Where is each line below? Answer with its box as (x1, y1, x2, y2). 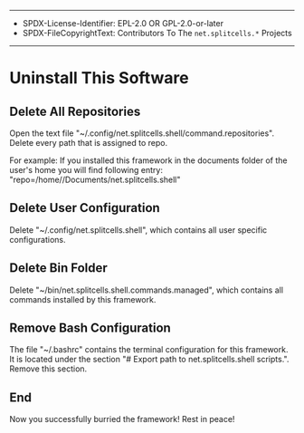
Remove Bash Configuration (9, 321, 172, 336)
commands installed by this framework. (9, 293, 157, 304)
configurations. (9, 234, 66, 245)
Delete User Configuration (9, 200, 160, 216)
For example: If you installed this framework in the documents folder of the (9, 155, 288, 166)
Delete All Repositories (9, 103, 141, 119)
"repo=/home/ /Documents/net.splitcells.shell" (9, 174, 181, 185)
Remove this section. (9, 363, 88, 374)
